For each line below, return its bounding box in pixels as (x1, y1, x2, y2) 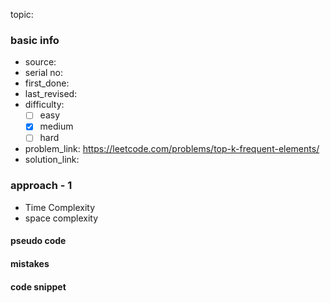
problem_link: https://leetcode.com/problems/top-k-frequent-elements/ (24, 143, 320, 155)
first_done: (24, 77, 70, 89)
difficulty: (24, 99, 65, 111)
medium (39, 120, 74, 133)
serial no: (24, 67, 64, 79)
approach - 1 (10, 179, 73, 193)
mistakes (10, 257, 50, 269)
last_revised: (24, 88, 78, 100)
